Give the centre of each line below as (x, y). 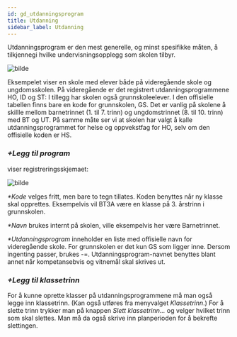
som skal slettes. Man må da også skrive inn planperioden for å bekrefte (112, 318)
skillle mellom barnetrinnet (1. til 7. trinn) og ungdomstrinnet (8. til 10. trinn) (115, 112)
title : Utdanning (33, 21)
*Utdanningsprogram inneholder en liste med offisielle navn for (100, 239)
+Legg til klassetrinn (44, 280)
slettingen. (23, 325)
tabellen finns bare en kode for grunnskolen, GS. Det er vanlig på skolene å (117, 105)
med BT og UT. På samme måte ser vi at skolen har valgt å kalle (100, 120)
